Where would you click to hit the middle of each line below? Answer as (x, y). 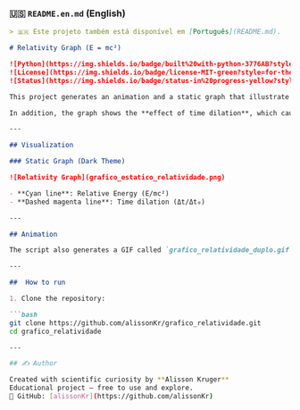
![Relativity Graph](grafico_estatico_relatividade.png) (117, 178)
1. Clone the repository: (57, 299)
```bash (24, 314)
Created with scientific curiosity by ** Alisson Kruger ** (119, 380)
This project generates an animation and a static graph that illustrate (150, 96)
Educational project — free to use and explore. (101, 388)
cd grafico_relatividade (55, 331)
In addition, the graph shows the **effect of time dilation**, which (143, 113)
